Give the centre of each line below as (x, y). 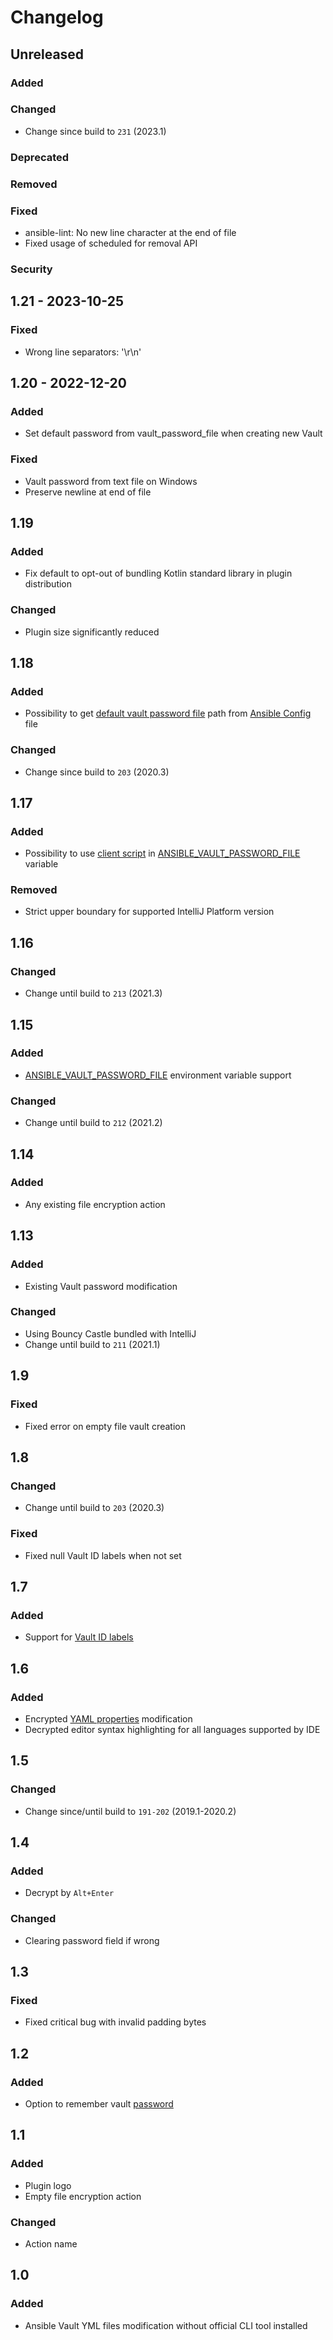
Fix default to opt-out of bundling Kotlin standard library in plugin (158, 573)
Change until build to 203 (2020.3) (94, 1508)
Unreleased (47, 54)
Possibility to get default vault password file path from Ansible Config (168, 713)
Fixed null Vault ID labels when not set (103, 1555)
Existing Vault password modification (101, 1286)
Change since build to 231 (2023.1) (95, 131)
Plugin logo (48, 2185)
